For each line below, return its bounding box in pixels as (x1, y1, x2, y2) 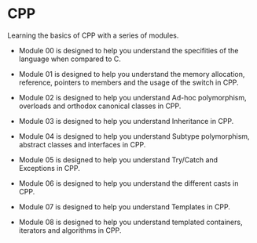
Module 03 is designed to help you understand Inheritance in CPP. (18, 116, 234, 125)
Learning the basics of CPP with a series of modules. (7, 31, 179, 40)
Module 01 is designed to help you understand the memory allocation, (18, 69, 245, 78)
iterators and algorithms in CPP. (18, 225, 122, 235)
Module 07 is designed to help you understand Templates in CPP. (18, 201, 231, 212)
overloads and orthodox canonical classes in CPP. (18, 101, 182, 111)
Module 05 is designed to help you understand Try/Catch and (18, 154, 218, 165)
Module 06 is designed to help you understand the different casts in (18, 178, 239, 188)
